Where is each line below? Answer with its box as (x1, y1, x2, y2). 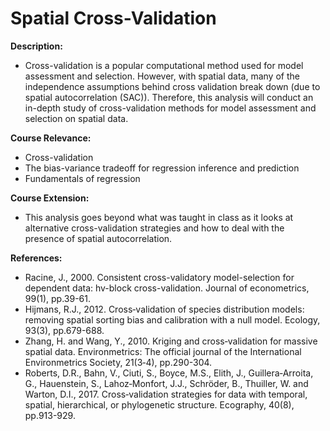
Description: (10, 40, 63, 52)
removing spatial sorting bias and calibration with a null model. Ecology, (24, 313, 321, 326)
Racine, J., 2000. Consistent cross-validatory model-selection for (24, 271, 295, 283)
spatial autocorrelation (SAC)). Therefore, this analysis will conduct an (24, 91, 314, 103)
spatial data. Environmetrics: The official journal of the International (24, 345, 302, 357)
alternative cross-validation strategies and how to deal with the (24, 222, 285, 234)
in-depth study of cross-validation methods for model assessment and (24, 102, 317, 114)
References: (10, 252, 63, 264)
